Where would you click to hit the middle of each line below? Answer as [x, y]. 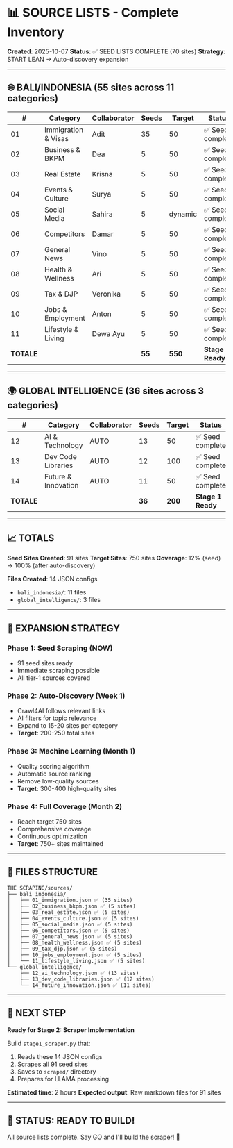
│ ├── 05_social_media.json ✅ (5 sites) [70, 924]
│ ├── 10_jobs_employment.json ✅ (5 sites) [75, 955]
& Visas [57, 138]
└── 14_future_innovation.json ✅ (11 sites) [86, 985]
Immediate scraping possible [59, 671]
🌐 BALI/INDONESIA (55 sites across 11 [91, 88]
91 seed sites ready [45, 663]
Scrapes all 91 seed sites [52, 1064]
